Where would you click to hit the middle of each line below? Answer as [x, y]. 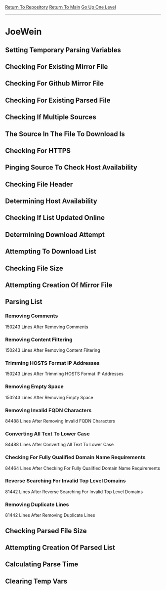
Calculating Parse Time [42, 565]
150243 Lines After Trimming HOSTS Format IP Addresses [64, 374]
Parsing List [24, 302]
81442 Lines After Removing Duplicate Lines [50, 515]
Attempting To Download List [51, 252]
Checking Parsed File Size [46, 531]
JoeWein [23, 32]
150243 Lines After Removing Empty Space [49, 397]
